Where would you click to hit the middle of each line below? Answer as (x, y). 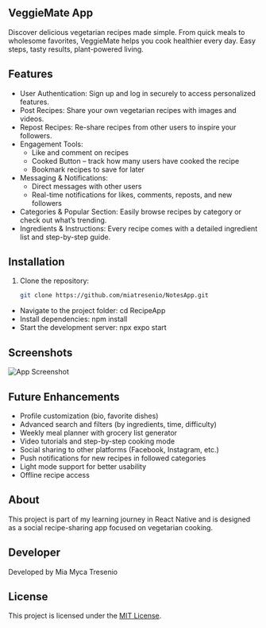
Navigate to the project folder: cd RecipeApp (93, 311)
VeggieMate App (51, 13)
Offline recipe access (54, 475)
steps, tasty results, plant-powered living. (76, 49)
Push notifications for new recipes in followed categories (113, 458)
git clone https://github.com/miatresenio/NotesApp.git (114, 296)
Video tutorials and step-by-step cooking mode (97, 441)
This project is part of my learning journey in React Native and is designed (129, 519)
